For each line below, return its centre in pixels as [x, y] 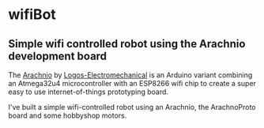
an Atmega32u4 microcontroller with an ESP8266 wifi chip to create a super [132, 83]
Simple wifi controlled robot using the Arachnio [127, 44]
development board [58, 56]
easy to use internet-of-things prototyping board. [88, 92]
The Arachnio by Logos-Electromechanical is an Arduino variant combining [130, 75]
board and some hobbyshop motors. [68, 115]
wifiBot [32, 15]
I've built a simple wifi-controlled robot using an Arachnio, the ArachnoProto [132, 107]
